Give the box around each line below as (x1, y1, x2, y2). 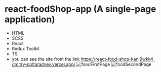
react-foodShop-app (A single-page (4, 3, 157, 15)
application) (4, 14, 55, 25)
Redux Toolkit (11, 46, 40, 51)
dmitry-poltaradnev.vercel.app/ (11, 61, 76, 67)
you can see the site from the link (11, 56, 80, 62)
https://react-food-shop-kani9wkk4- (80, 56, 156, 62)
